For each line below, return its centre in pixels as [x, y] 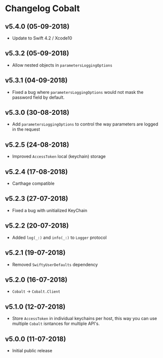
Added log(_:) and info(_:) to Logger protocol [59, 237]
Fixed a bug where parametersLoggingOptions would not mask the [78, 92]
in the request [26, 129]
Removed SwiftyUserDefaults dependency [55, 264]
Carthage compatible [33, 183]
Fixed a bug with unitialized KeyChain [50, 210]
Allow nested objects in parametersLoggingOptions [62, 65]
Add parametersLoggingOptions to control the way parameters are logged [85, 124]
